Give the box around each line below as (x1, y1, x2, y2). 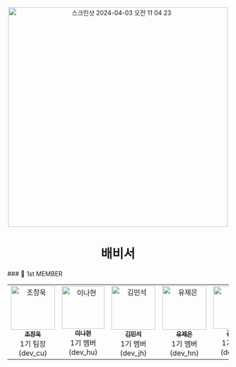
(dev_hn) (169, 348, 199, 358)
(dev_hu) (68, 347, 98, 357)
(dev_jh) (119, 348, 147, 358)
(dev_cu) (18, 348, 48, 358)
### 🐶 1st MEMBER (7, 269, 63, 278)
